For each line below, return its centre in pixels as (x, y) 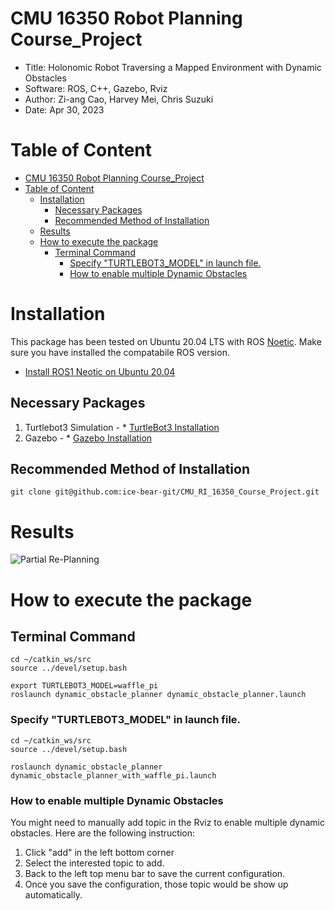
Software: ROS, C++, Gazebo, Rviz (96, 88)
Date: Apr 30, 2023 (64, 109)
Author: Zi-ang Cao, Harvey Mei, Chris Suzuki (119, 99)
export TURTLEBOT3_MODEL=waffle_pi (84, 686)
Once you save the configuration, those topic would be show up (156, 884)
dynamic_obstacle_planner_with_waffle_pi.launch (113, 775)
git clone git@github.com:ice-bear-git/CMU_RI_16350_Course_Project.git (165, 492)
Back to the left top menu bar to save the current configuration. (155, 873)
